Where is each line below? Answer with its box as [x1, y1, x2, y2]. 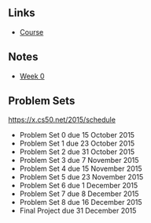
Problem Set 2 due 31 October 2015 [19, 147, 135, 157]
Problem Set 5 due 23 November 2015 [19, 172, 144, 182]
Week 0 [19, 71, 45, 81]
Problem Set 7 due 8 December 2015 [19, 189, 139, 198]
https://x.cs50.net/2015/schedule [8, 115, 116, 125]
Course [19, 27, 44, 36]
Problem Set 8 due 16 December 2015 [19, 198, 143, 207]
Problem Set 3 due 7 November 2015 [19, 156, 139, 165]
